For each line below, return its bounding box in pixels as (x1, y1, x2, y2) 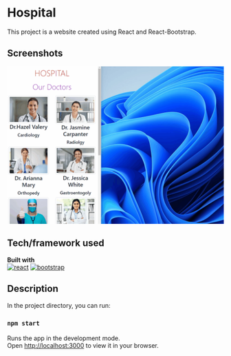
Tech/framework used (7, 238, 104, 249)
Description (7, 283, 58, 295)
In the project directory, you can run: (7, 301, 111, 309)
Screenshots (7, 48, 63, 59)
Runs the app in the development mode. (7, 334, 120, 342)
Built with (7, 255, 35, 264)
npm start (7, 320, 40, 328)
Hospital (7, 5, 56, 21)
